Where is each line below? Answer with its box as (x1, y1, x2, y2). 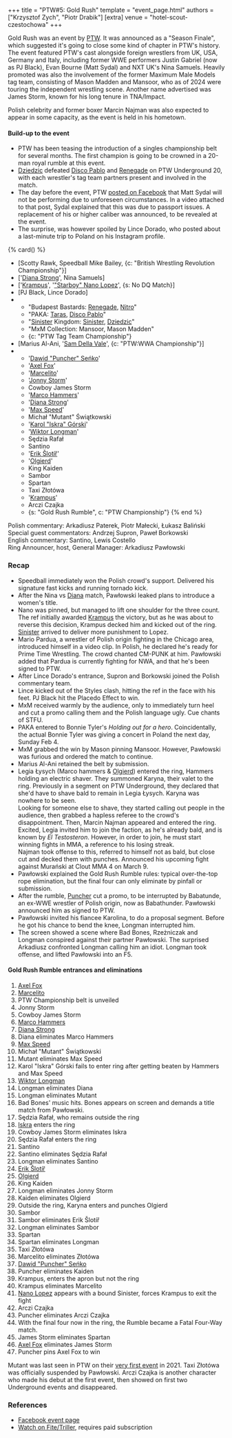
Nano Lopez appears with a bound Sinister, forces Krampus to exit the (17, 1289, 217, 1297)
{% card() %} (8, 246, 46, 254)
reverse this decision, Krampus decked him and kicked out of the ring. (17, 620, 218, 628)
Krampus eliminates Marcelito (17, 1281, 103, 1290)
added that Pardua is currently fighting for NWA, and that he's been (17, 657, 209, 665)
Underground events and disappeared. (8, 1383, 118, 1391)
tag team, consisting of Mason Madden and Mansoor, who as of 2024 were (8, 78, 222, 86)
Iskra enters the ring (17, 1120, 75, 1128)
